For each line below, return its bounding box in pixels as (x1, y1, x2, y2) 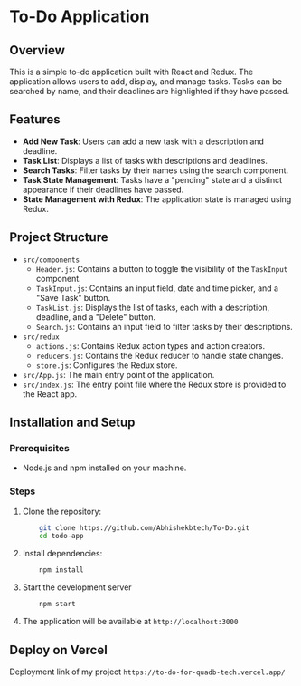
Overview (9, 43, 66, 58)
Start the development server (22, 582, 133, 593)
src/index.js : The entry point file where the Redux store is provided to (22, 379, 287, 390)
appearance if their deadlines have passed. (22, 184, 184, 195)
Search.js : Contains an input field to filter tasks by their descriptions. (35, 321, 294, 332)
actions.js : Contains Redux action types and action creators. (35, 340, 265, 351)
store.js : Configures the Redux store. (35, 360, 178, 371)
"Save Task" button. (35, 292, 111, 303)
